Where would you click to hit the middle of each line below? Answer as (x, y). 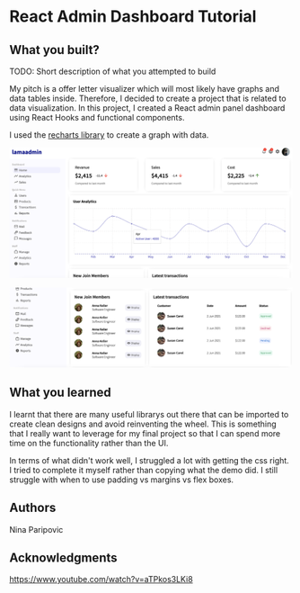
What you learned (61, 393)
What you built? (55, 50)
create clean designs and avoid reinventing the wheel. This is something (143, 424)
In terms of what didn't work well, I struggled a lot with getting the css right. (149, 460)
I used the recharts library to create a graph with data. (109, 135)
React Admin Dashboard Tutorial (133, 17)
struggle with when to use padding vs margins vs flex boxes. (122, 480)
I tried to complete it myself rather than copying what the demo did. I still (144, 470)
